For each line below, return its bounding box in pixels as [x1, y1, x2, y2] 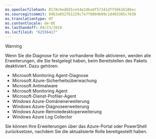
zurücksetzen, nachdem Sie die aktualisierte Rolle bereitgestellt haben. [5, 129, 148, 134]
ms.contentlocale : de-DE [5, 20, 56, 26]
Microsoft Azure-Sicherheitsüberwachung [12, 78, 97, 83]
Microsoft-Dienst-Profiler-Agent [12, 93, 77, 99]
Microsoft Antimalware [12, 83, 58, 88]
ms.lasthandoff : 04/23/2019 [5, 25, 62, 30]
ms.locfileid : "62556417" [5, 30, 58, 35]
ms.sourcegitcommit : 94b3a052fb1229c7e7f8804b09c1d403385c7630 [5, 12, 136, 17]
